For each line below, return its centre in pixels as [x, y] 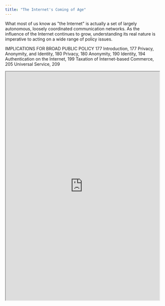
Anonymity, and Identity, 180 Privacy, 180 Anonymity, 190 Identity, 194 [75, 54]
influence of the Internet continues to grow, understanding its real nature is [80, 34]
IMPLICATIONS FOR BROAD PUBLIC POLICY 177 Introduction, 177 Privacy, [80, 48]
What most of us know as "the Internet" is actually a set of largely [71, 23]
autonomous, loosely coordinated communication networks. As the [72, 29]
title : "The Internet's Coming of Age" [46, 10]
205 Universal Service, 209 [32, 64]
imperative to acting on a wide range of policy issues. [59, 39]
